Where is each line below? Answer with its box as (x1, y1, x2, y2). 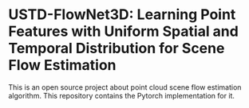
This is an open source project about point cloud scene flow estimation (8, 82, 242, 92)
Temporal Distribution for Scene (8, 40, 225, 57)
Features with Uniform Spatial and (8, 22, 239, 40)
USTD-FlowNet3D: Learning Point (8, 6, 236, 24)
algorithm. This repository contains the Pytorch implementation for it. (8, 91, 235, 100)
